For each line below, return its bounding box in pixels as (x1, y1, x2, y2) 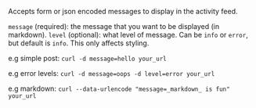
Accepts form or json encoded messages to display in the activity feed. (8, 7, 238, 16)
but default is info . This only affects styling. (8, 38, 150, 48)
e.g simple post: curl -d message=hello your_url (8, 54, 167, 63)
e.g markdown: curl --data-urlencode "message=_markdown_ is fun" (8, 84, 230, 93)
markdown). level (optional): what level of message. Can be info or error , (8, 31, 248, 39)
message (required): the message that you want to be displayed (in (8, 22, 220, 31)
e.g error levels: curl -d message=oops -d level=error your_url (8, 69, 215, 77)
